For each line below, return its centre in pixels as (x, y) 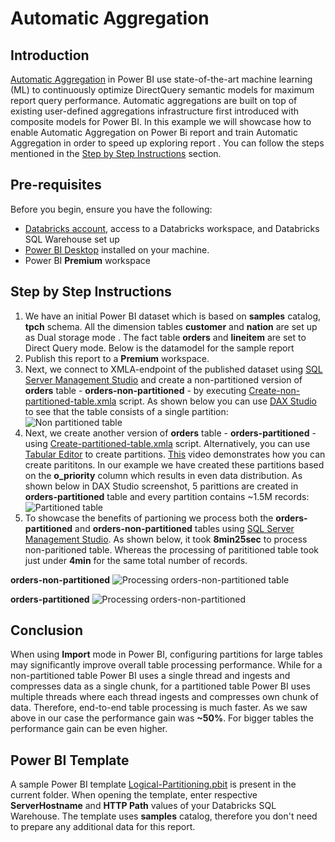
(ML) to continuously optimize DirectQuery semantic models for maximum (162, 90)
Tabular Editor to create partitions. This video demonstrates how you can (175, 454)
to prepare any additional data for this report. (103, 827)
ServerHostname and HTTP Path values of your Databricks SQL (143, 806)
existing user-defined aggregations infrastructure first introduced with (155, 111)
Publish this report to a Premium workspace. (117, 358)
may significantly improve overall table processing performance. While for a (166, 665)
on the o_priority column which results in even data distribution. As (163, 475)
